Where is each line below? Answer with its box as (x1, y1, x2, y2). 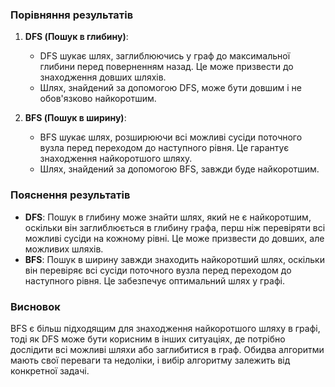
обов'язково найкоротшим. (39, 93, 157, 105)
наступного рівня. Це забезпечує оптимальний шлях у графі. (24, 274, 285, 287)
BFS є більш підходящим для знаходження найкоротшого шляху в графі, (10, 322, 321, 334)
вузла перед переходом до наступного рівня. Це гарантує (39, 142, 290, 154)
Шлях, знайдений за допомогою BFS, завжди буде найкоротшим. (39, 163, 320, 175)
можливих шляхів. (24, 243, 104, 255)
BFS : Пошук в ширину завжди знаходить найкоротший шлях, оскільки (24, 253, 325, 265)
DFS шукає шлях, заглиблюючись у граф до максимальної (39, 50, 291, 62)
